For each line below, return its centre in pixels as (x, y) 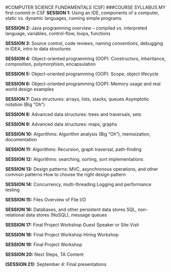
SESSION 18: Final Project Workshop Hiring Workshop (62, 235)
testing (12, 190)
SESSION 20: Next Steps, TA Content (45, 254)
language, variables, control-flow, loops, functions (58, 33)
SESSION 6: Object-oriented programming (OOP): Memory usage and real (83, 84)
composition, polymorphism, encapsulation (50, 64)
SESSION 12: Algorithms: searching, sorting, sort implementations (74, 159)
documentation (21, 139)
